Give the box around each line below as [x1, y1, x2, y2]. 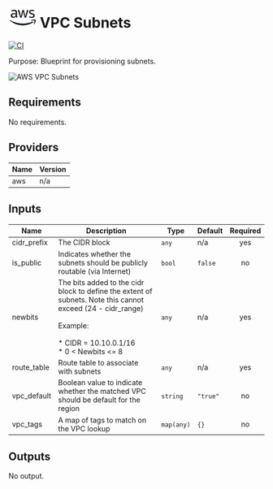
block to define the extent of [58, 286, 153, 296]
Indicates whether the [58, 249, 132, 258]
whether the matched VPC [58, 387, 146, 396]
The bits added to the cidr [58, 277, 145, 287]
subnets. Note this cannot [58, 295, 145, 305]
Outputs [8, 449, 51, 463]
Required [229, 226, 262, 236]
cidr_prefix [11, 238, 49, 248]
